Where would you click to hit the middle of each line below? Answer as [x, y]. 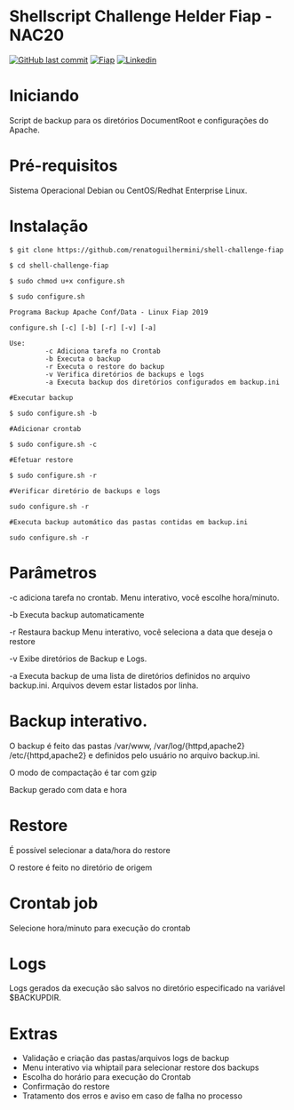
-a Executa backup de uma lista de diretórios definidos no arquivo [130, 675]
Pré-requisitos [64, 166]
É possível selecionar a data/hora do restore [90, 850]
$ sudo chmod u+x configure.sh [67, 281]
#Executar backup [41, 397]
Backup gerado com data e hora [68, 789]
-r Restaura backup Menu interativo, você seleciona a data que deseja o [141, 632]
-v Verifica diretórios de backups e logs [124, 374]
